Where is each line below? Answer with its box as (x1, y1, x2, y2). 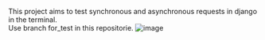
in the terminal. (8, 15, 57, 24)
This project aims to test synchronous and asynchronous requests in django (8, 7, 257, 16)
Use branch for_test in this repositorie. (8, 24, 134, 32)
